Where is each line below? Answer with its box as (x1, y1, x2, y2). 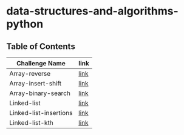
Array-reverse (9, 70, 51, 77)
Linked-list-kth (9, 119, 53, 127)
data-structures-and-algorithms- (6, 4, 179, 18)
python (6, 17, 44, 31)
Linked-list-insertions (9, 109, 73, 117)
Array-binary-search (9, 89, 71, 97)
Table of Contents (6, 41, 76, 51)
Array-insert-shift (9, 79, 62, 87)
